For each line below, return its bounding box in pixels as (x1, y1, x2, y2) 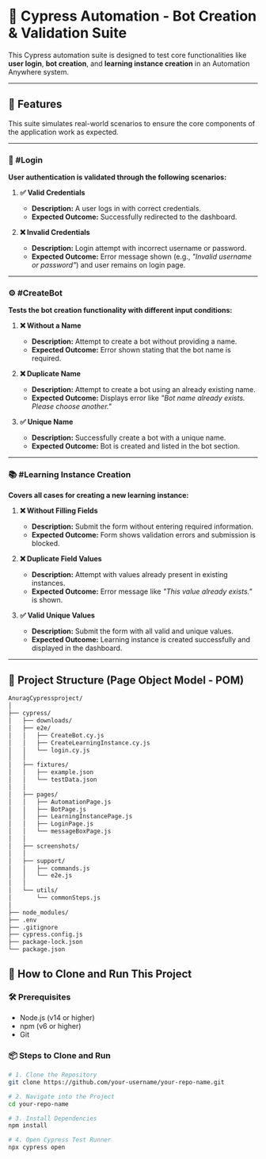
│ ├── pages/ (8, 790, 59, 799)
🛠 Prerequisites (8, 992, 71, 1003)
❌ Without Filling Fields (19, 506, 98, 515)
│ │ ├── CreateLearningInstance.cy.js (8, 738, 150, 747)
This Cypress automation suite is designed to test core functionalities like (8, 50, 247, 60)
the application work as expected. (8, 127, 119, 137)
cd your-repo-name (8, 1099, 69, 1108)
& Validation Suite (8, 24, 127, 42)
